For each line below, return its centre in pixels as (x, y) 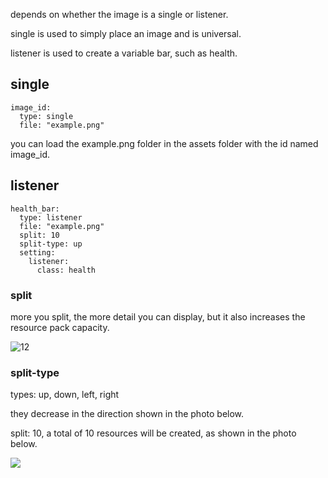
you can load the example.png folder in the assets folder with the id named (164, 143)
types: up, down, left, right (65, 395)
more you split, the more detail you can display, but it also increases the (158, 316)
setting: (37, 252)
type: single (46, 116)
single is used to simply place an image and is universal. (126, 33)
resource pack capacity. (60, 327)
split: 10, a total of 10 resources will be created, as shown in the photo (153, 433)
